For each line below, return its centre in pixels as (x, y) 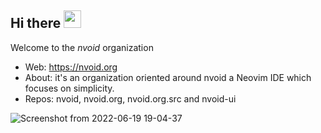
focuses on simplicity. (69, 88)
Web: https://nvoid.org (71, 67)
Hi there (36, 23)
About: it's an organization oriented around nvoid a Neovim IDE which (168, 77)
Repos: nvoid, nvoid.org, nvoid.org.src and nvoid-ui (130, 98)
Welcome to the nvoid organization (82, 47)
